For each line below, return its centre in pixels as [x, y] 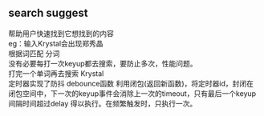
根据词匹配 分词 [34, 53]
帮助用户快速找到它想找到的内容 [61, 33]
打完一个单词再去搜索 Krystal [56, 73]
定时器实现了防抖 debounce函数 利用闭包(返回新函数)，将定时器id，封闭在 [131, 83]
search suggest [48, 13]
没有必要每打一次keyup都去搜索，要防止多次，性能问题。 [103, 63]
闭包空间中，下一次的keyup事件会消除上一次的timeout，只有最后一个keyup [132, 93]
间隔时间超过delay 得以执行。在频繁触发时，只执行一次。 [103, 103]
